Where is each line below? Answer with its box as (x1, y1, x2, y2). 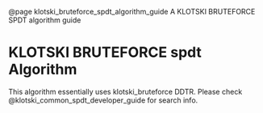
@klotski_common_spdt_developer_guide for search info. (8, 95, 198, 105)
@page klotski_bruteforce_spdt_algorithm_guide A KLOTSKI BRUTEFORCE (8, 7, 256, 16)
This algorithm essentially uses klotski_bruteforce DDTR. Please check (8, 87, 243, 96)
